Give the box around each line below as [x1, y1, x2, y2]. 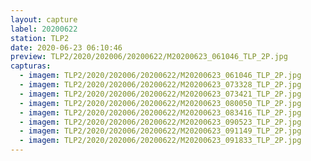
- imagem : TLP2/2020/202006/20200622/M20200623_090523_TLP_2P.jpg [19, 117, 302, 127]
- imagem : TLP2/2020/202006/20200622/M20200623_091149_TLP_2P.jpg [19, 126, 302, 136]
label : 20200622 [10, 24, 78, 34]
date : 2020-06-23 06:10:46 [10, 42, 123, 53]
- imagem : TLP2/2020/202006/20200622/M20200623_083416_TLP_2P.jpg [19, 107, 302, 118]
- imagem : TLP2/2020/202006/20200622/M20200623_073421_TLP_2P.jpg [19, 89, 302, 99]
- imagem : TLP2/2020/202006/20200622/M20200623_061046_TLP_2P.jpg [19, 71, 302, 81]
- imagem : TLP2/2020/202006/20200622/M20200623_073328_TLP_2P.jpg [19, 80, 302, 90]
